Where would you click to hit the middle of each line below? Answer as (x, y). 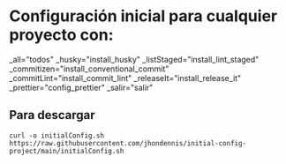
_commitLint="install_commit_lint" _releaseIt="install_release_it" (125, 78)
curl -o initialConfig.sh (56, 135)
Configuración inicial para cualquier (143, 16)
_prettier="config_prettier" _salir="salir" (81, 87)
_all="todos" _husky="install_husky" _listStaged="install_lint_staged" (134, 59)
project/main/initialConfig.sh (67, 151)
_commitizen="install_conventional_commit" (89, 69)
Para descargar (52, 115)
